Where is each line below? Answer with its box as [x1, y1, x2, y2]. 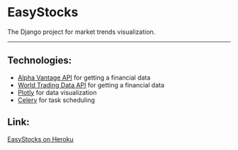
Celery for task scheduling [17, 96, 96, 104]
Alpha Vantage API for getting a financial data [17, 73, 151, 82]
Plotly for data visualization [17, 88, 97, 96]
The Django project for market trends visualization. [7, 27, 156, 36]
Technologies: [7, 54, 72, 67]
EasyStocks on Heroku [7, 135, 74, 143]
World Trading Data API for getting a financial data [17, 80, 165, 89]
